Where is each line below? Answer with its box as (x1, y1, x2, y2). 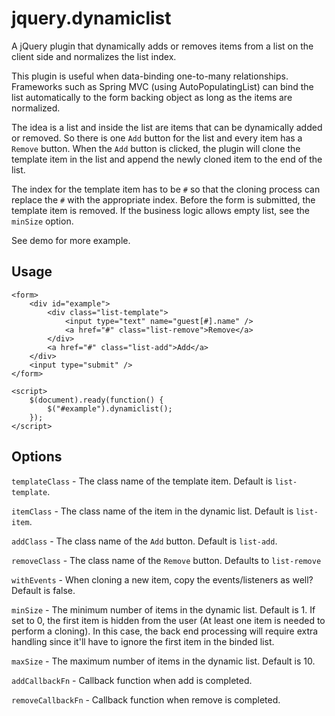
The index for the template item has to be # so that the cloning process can (11, 183, 321, 195)
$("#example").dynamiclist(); (47, 403, 173, 414)
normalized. (11, 102, 61, 114)
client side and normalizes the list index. (11, 50, 177, 62)
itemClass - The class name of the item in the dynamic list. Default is (11, 505, 294, 517)
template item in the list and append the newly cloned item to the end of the (11, 153, 323, 165)
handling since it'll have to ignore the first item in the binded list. (11, 635, 275, 647)
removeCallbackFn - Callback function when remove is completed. (11, 693, 281, 706)
